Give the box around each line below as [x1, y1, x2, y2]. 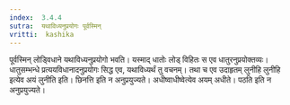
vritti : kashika [9, 30, 75, 39]
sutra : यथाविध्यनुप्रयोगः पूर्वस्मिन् [9, 22, 101, 31]
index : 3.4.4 [9, 13, 63, 22]
